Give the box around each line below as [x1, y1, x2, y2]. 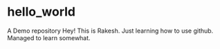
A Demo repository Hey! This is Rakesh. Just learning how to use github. [7, 27, 214, 35]
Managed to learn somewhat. [7, 33, 91, 42]
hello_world [7, 4, 76, 20]
